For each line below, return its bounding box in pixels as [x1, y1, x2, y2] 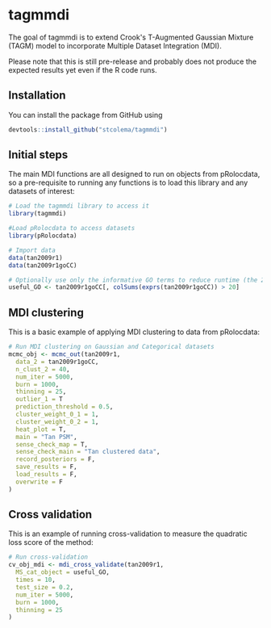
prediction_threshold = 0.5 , [15, 403, 114, 411]
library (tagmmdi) [8, 210, 67, 218]
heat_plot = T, [15, 425, 67, 433]
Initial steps [8, 148, 69, 162]
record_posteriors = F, [15, 455, 95, 463]
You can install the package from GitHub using [8, 110, 163, 119]
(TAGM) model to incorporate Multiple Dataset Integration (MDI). [8, 40, 222, 50]
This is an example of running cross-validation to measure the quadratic [8, 529, 248, 538]
